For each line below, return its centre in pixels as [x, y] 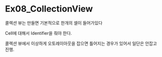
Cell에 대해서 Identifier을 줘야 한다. [38, 33]
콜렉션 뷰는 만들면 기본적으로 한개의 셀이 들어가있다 [54, 23]
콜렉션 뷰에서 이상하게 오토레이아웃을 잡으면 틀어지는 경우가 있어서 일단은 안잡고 [81, 43]
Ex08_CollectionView [49, 9]
